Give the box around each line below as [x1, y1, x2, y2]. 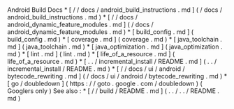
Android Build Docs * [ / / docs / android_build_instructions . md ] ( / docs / [7, 6, 222, 14]
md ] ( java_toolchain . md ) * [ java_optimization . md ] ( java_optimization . [7, 42, 223, 51]
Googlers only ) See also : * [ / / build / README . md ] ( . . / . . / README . [7, 87, 220, 95]
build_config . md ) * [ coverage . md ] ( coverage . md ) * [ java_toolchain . [7, 35, 222, 44]
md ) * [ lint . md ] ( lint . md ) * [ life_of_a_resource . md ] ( [7, 50, 175, 58]
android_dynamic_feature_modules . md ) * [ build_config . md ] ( [7, 28, 194, 36]
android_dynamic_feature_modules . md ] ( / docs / [7, 20, 154, 29]
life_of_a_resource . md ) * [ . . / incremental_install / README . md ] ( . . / [7, 58, 217, 66]
